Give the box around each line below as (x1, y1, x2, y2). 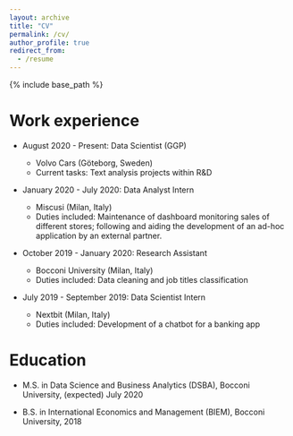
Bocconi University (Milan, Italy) (35, 265, 154, 276)
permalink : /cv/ (9, 30, 70, 38)
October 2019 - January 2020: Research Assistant (21, 247, 207, 258)
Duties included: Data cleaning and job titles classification (35, 274, 248, 285)
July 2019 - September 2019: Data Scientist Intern (21, 292, 206, 303)
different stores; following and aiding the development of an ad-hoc (35, 220, 285, 231)
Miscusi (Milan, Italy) (35, 201, 113, 212)
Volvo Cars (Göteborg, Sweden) (35, 158, 154, 168)
